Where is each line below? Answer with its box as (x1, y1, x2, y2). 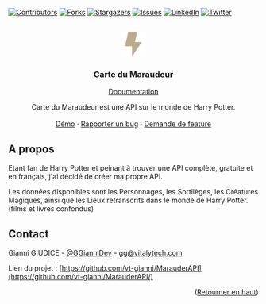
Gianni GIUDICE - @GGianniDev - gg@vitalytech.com (8, 248, 183, 257)
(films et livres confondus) (8, 204, 94, 214)
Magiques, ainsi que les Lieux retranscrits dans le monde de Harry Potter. (8, 195, 249, 206)
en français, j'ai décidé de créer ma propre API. (8, 171, 163, 182)
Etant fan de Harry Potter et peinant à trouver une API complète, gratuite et (8, 164, 253, 173)
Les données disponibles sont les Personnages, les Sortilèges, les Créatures (8, 187, 259, 197)
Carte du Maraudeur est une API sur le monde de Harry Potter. (31, 102, 236, 112)
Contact (8, 227, 49, 241)
